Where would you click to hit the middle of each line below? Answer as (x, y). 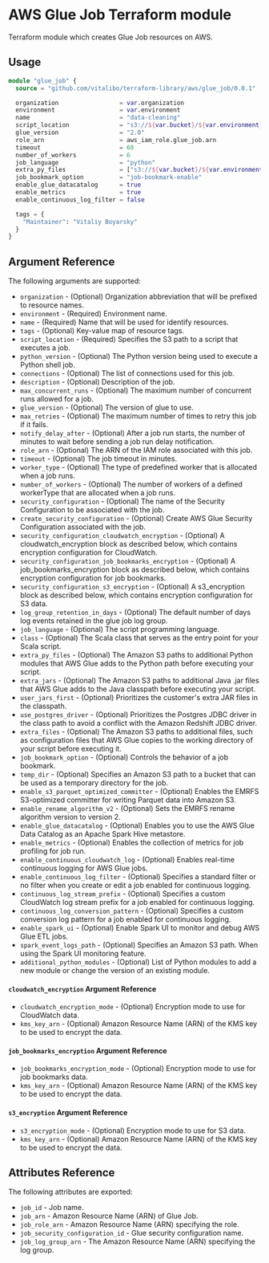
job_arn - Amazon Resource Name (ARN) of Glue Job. (109, 1216)
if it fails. (34, 425)
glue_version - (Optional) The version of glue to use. (106, 408)
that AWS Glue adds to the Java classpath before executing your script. (138, 689)
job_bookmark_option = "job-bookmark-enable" (109, 177)
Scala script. (40, 646)
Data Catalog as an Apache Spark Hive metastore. (102, 834)
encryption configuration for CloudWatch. (88, 552)
